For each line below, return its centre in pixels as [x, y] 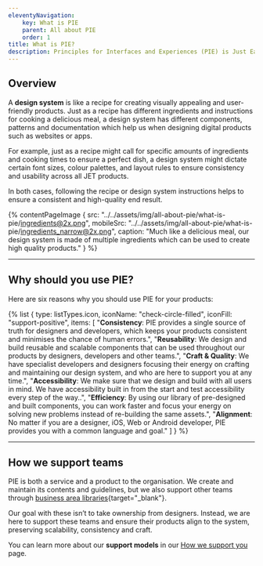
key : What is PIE [50, 23]
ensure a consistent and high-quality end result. [85, 199]
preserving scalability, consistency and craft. [80, 530]
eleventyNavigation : [42, 15]
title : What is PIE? [42, 45]
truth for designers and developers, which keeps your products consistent [128, 331]
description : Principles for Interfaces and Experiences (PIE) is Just [127, 52]
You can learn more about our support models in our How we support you [128, 545]
